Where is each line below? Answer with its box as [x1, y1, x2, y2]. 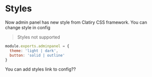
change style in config [5, 24, 51, 30]
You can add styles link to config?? [5, 66, 76, 72]
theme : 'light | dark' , [9, 48, 58, 53]
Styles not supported [17, 34, 60, 40]
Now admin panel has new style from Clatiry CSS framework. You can [5, 19, 147, 25]
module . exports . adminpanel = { [5, 43, 70, 48]
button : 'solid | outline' [9, 53, 65, 58]
